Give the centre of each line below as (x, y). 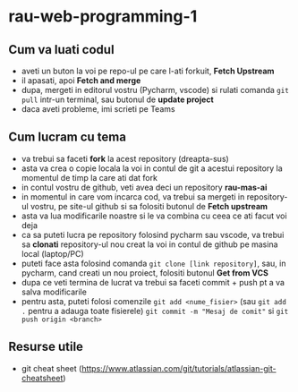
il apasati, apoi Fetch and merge (81, 81)
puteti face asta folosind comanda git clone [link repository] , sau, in (153, 263)
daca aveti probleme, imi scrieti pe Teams (98, 109)
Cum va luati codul (61, 50)
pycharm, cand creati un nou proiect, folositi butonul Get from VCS (145, 273)
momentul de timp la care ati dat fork (89, 177)
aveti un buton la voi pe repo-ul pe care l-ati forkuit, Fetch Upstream (148, 71)
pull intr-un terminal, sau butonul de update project (117, 99)
